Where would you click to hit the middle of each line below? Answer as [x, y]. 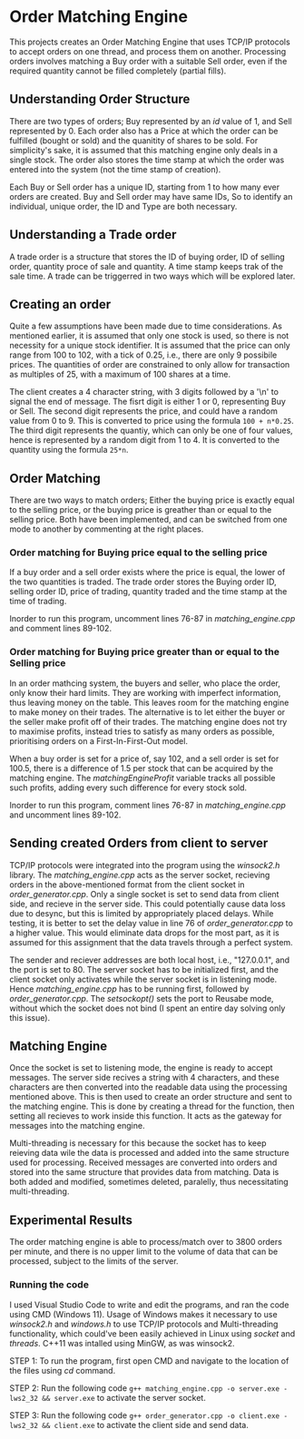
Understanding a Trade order [93, 235]
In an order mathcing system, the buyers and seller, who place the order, [145, 683]
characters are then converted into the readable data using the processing [148, 1087]
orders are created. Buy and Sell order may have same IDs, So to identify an [151, 196]
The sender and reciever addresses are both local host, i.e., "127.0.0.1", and [150, 960]
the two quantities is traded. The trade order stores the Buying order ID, [143, 582]
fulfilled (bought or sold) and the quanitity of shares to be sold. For [134, 140]
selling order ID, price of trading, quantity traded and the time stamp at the [148, 592]
